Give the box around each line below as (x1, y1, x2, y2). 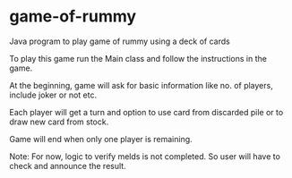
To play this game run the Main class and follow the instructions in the (9, 53, 267, 64)
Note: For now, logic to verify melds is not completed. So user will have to (9, 150, 280, 162)
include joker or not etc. (9, 89, 97, 100)
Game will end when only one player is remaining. (9, 133, 193, 144)
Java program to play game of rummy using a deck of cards (9, 36, 230, 47)
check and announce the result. (9, 160, 127, 171)
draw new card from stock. (9, 116, 109, 127)
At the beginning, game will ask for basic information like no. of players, (9, 80, 273, 90)
